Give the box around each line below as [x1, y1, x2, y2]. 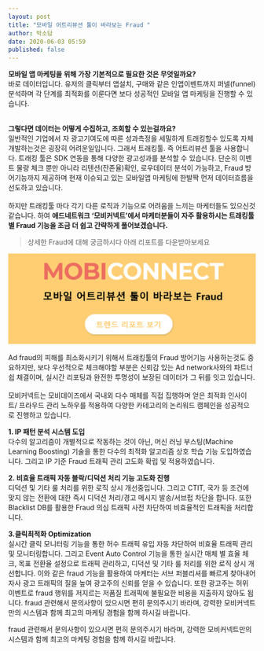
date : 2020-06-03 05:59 [8, 38, 86, 46]
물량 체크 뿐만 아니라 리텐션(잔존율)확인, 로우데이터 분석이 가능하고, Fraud [16, 164, 244, 173]
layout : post [8, 13, 51, 20]
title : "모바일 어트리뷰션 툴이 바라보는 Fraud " [8, 20, 151, 29]
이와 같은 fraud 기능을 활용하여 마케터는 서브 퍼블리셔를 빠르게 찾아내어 [37, 568, 256, 578]
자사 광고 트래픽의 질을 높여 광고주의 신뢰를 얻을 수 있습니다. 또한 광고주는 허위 [8, 578, 249, 587]
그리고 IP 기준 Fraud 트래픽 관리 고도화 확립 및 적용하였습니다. [24, 456, 214, 465]
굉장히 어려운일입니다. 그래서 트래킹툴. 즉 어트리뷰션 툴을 [48, 144, 222, 153]
